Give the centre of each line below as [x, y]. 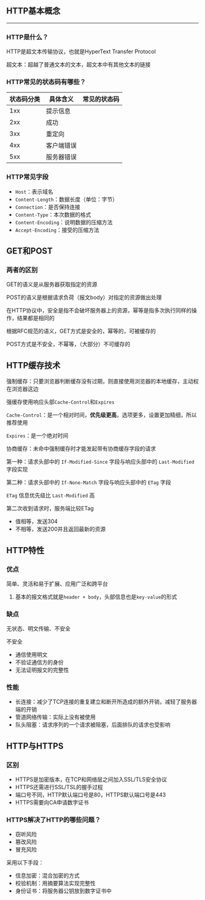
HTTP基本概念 [34, 11]
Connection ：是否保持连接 [48, 206]
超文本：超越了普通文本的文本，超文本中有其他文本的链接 [78, 65]
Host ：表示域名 [34, 191]
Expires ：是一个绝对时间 [38, 436]
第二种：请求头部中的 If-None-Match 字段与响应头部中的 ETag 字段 [89, 482]
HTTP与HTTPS [35, 746]
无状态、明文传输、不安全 [38, 629]
